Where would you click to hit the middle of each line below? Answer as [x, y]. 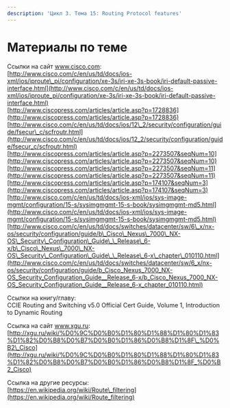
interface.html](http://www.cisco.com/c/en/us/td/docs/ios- [90, 88]
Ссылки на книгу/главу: [42, 298]
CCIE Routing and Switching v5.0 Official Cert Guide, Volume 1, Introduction [114, 305]
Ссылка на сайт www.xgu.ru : [49, 325]
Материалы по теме [67, 47]
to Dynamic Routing [35, 312]
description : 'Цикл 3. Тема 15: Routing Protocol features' [95, 13]
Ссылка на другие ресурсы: [48, 382]
